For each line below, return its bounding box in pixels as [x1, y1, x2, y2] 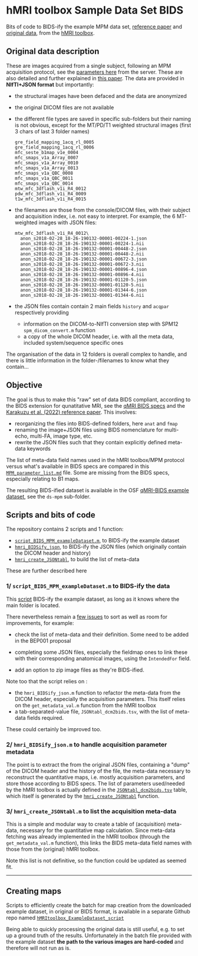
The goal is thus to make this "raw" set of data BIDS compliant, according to [6, 396, 191, 403]
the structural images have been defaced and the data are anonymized [14, 92, 187, 99]
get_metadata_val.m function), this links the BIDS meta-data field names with [6, 839, 192, 847]
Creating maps [6, 886, 62, 896]
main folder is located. [6, 601, 60, 608]
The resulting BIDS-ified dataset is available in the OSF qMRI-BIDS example [6, 486, 190, 493]
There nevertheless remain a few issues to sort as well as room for [6, 613, 168, 620]
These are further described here [6, 567, 87, 574]
